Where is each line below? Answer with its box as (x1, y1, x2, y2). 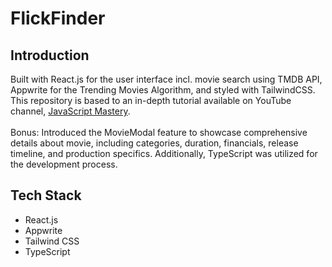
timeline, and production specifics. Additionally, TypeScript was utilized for (10, 148, 318, 159)
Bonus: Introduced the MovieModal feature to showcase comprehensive (10, 127, 308, 138)
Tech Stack (10, 187, 82, 204)
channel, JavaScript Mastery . (10, 105, 131, 117)
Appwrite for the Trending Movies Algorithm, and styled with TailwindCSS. (10, 84, 316, 96)
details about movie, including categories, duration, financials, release (10, 137, 299, 149)
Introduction (10, 47, 90, 64)
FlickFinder (10, 7, 106, 30)
